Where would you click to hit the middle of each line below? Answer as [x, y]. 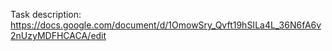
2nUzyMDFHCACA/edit [58, 35]
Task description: [46, 14]
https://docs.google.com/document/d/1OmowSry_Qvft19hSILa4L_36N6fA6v [166, 25]
